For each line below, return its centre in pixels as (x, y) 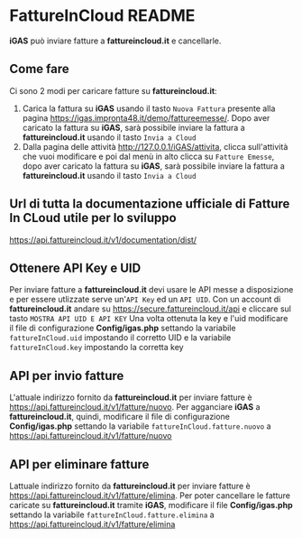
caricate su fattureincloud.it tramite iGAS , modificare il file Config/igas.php (151, 505)
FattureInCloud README (102, 16)
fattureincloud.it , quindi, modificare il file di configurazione (119, 417)
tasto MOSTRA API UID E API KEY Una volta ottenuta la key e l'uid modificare (149, 319)
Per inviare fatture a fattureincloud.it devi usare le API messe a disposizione (151, 290)
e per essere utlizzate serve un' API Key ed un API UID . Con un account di (145, 300)
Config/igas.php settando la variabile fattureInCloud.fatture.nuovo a (141, 426)
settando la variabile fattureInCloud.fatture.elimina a (112, 515)
